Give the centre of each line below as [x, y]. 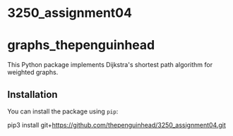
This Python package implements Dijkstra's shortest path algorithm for [110, 65]
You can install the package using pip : [63, 111]
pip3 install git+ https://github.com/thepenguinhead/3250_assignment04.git [116, 125]
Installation [32, 94]
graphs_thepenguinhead [81, 45]
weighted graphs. [33, 73]
